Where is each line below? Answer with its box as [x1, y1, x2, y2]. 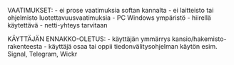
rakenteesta [7, 42, 43, 50]
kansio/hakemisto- [172, 35, 227, 43]
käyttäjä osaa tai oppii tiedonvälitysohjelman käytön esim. [48, 42, 218, 50]
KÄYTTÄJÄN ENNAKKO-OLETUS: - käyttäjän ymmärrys [7, 35, 171, 43]
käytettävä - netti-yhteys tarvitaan [7, 21, 108, 29]
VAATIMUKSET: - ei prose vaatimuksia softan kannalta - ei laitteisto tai [7, 6, 214, 14]
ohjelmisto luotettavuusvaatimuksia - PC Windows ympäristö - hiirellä [7, 13, 212, 22]
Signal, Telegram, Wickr [7, 49, 78, 58]
